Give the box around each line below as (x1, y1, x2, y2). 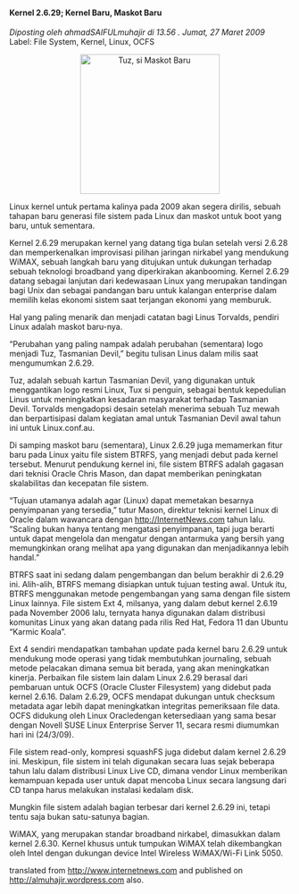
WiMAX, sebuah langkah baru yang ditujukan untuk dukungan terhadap (9, 257, 272, 267)
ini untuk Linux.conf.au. (9, 423, 96, 434)
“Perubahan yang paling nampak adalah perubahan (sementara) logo (9, 339, 263, 350)
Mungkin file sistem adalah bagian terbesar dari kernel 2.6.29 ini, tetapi (9, 802, 270, 813)
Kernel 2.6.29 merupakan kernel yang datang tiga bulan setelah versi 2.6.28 (9, 238, 288, 249)
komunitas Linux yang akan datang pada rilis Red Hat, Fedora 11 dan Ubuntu (9, 617, 288, 628)
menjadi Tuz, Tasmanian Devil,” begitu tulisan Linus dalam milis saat (9, 349, 259, 359)
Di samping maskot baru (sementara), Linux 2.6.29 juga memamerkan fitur (9, 440, 283, 451)
